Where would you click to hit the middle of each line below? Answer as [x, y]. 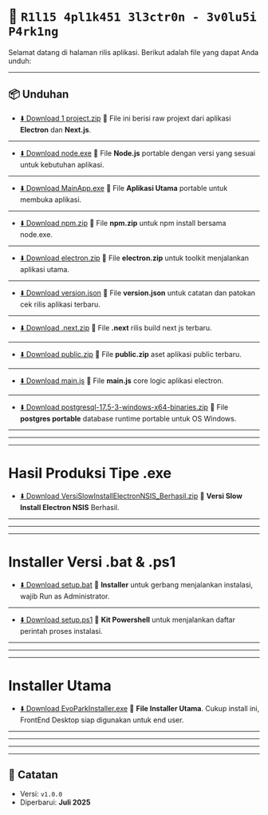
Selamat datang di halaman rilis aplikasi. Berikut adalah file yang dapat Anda [134, 52]
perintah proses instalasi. [61, 631]
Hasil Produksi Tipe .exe [90, 473]
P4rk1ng [33, 32]
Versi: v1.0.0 [41, 794]
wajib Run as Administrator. [65, 596]
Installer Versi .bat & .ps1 [92, 562]
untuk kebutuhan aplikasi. [62, 164]
